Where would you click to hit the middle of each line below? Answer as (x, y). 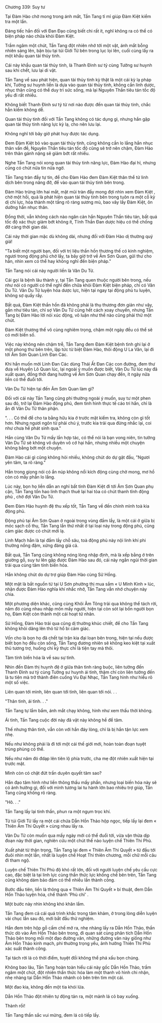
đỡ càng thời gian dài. (27, 227)
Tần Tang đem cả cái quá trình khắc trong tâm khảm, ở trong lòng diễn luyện (81, 913)
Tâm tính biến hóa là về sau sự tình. (40, 657)
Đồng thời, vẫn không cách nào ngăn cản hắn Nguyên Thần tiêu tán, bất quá (81, 217)
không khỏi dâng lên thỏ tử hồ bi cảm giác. (48, 628)
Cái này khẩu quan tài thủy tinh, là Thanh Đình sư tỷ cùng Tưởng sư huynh (79, 65)
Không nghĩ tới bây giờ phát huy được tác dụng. (52, 134)
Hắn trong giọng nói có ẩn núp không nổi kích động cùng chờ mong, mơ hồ (80, 472)
